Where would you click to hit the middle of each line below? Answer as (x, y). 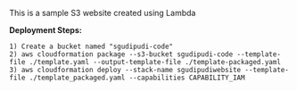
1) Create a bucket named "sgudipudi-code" (91, 46)
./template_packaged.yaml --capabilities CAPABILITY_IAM (137, 78)
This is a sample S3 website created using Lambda (103, 13)
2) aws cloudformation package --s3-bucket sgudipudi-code (121, 54)
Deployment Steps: (45, 30)
